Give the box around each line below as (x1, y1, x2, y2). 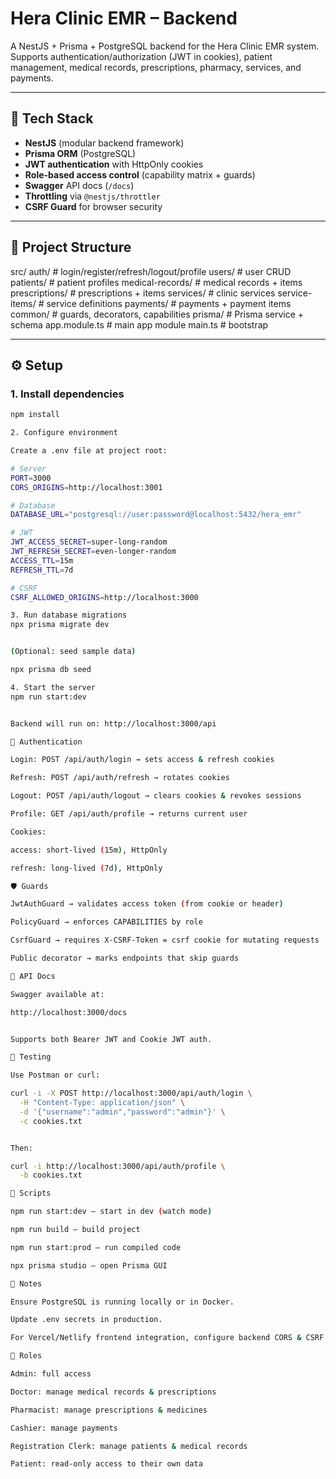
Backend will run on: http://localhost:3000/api (10, 718, 217, 729)
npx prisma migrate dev (10, 620, 110, 630)
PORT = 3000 (10, 473, 52, 483)
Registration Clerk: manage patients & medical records (10, 1441, 248, 1451)
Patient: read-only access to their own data (10, 1459, 203, 1469)
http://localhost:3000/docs (10, 1007, 128, 1017)
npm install (10, 410, 60, 420)
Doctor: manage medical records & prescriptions (10, 1387, 217, 1397)
